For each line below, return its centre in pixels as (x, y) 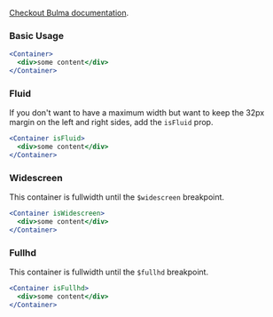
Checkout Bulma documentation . (69, 13)
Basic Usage (37, 36)
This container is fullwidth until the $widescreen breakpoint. (117, 197)
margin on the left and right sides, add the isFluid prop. (111, 123)
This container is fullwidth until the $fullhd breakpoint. (109, 272)
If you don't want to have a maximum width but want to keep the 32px (137, 113)
